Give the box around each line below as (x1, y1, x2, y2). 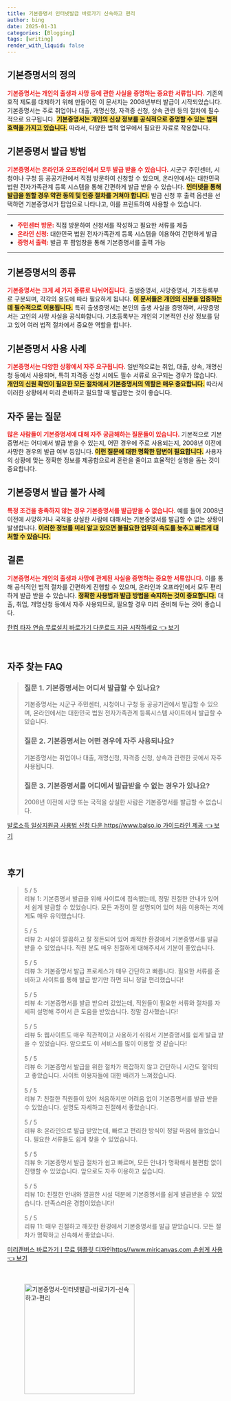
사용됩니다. (23, 762, 54, 770)
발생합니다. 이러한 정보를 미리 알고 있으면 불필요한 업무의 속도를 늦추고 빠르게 (7, 524, 212, 532)
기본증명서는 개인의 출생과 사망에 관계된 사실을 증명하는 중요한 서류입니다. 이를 (7, 574, 217, 582)
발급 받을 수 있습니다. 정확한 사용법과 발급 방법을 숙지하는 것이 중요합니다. (19, 591, 217, 599)
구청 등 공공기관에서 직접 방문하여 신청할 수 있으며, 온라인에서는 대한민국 (25, 174, 220, 182)
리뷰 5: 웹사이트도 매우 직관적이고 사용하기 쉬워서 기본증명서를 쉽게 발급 (23, 1031, 217, 1039)
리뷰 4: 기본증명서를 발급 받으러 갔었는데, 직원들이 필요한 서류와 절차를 (23, 998, 213, 1007)
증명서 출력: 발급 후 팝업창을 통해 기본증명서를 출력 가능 (16, 238, 166, 246)
